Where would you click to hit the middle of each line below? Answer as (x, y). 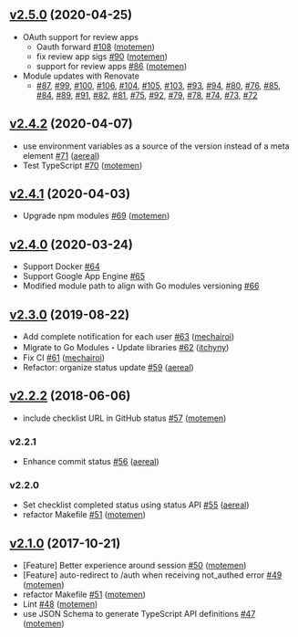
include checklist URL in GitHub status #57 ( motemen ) (124, 418)
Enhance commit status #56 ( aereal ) (91, 462)
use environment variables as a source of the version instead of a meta (156, 146)
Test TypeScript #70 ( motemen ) (82, 165)
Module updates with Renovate (81, 76)
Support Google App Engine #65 (84, 277)
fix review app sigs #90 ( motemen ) (102, 56)
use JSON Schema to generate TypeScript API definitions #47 (139, 614)
